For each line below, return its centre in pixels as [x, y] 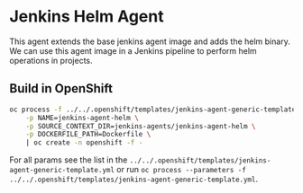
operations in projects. [51, 60]
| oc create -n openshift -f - [84, 143]
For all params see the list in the [69, 160]
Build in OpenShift [61, 88]
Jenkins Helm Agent [87, 17]
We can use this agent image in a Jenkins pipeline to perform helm [133, 50]
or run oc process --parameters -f [181, 170]
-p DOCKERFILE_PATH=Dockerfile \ [88, 135]
